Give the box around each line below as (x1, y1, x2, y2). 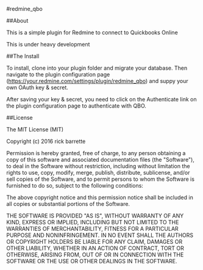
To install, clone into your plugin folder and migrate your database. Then (6, 64, 188, 71)
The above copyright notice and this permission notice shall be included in (6, 194, 193, 201)
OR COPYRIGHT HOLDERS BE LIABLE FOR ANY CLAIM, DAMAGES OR (6, 238, 183, 245)
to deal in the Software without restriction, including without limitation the (6, 162, 190, 170)
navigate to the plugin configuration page (6, 71, 110, 78)
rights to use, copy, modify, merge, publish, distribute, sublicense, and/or (6, 169, 190, 176)
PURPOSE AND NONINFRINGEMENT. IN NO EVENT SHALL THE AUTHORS (6, 232, 194, 239)
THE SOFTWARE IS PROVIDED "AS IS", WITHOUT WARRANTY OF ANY (6, 212, 184, 219)
